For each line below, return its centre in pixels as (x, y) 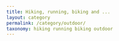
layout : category (28, 17)
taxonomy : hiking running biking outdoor (60, 29)
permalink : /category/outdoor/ (46, 23)
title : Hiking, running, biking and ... (59, 12)
